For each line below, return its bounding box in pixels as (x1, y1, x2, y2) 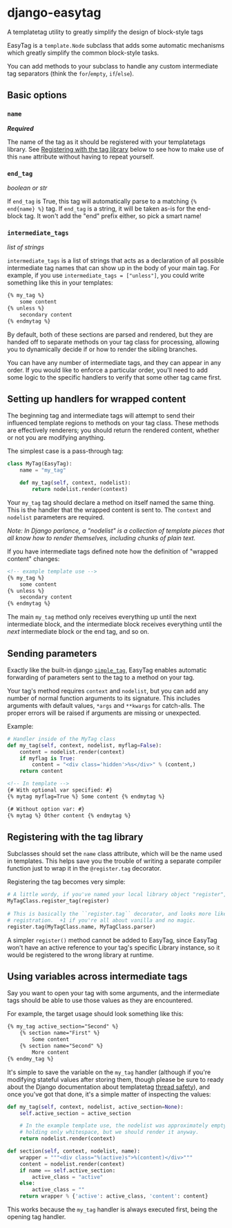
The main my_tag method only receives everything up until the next (7, 613, 197, 621)
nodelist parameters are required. (7, 513, 105, 521)
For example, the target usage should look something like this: (7, 1010, 184, 1018)
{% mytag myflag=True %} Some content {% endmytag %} (7, 793, 166, 800)
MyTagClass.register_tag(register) (7, 898, 110, 905)
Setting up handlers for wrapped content (7, 393, 186, 404)
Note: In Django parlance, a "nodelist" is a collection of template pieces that (7, 526, 225, 535)
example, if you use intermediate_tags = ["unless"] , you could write (7, 272, 205, 280)
